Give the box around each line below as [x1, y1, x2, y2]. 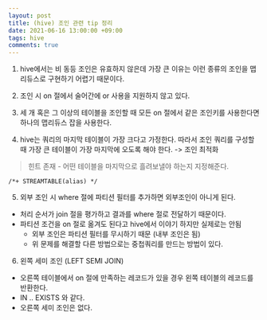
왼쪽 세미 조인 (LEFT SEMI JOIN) [19, 256, 124, 266]
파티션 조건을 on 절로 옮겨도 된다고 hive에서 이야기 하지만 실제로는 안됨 [19, 220, 241, 229]
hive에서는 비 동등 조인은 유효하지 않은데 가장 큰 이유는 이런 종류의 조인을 [19, 64, 249, 74]
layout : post [8, 11, 52, 20]
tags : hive [8, 33, 45, 42]
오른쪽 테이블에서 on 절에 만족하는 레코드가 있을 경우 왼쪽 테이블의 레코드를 [19, 273, 253, 283]
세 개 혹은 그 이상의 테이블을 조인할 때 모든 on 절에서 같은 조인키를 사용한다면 [19, 108, 260, 118]
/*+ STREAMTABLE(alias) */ [8, 178, 98, 185]
